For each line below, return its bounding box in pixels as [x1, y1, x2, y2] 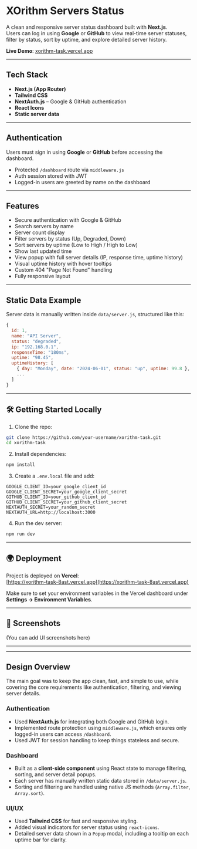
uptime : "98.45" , [11, 355, 54, 361]
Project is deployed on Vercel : [6, 572, 79, 579]
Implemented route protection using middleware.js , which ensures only [14, 724, 187, 731]
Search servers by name [14, 223, 74, 230]
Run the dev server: [14, 520, 63, 527]
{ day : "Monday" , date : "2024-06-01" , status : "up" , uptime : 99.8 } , [16, 366, 191, 372]
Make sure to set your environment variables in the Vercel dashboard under [6, 590, 189, 597]
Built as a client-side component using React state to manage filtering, [14, 765, 186, 772]
